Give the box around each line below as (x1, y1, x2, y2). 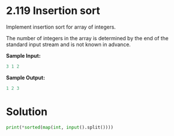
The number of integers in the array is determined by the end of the (6, 34, 169, 41)
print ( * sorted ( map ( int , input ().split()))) (6, 124, 114, 130)
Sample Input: (6, 52, 41, 59)
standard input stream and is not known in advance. (6, 41, 131, 48)
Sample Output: (6, 74, 46, 81)
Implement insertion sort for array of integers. (6, 23, 116, 30)
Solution (6, 105, 48, 118)
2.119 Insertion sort (6, 4, 100, 18)
